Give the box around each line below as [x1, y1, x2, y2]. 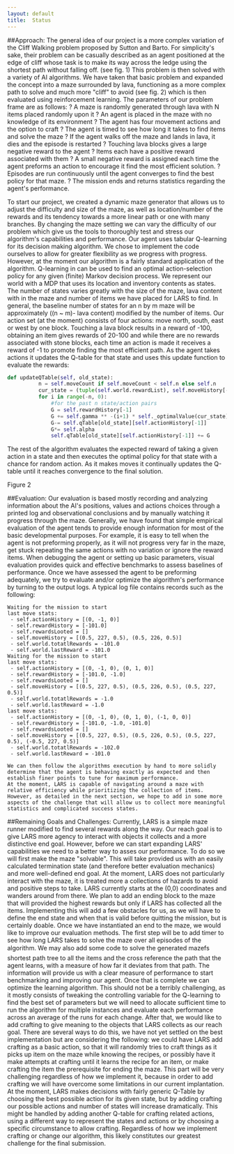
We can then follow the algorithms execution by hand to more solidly [7, 763, 217, 770]
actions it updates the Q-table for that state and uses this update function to [7, 353, 226, 361]
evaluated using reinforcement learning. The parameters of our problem [7, 95, 214, 103]
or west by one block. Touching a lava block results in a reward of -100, [7, 324, 212, 332]
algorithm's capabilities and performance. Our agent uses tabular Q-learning [7, 234, 227, 243]
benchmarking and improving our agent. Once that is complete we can [7, 976, 210, 985]
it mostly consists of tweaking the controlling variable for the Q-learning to [7, 991, 221, 999]
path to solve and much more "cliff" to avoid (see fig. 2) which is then [7, 88, 207, 96]
